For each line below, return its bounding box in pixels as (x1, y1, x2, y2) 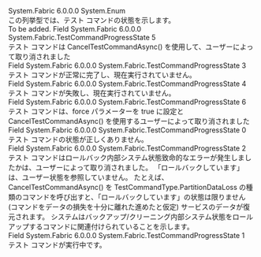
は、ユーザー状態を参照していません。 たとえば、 (8, 173, 169, 182)
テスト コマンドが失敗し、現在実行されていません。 (8, 88, 176, 98)
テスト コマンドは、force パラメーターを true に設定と (8, 106, 184, 116)
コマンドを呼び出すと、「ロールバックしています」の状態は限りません (21, 192, 246, 202)
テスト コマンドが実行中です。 (8, 240, 106, 249)
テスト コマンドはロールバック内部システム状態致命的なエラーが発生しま (8, 153, 245, 162)
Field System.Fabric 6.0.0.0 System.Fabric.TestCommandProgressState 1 (8, 231, 245, 240)
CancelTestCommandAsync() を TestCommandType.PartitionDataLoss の (8, 183, 247, 192)
